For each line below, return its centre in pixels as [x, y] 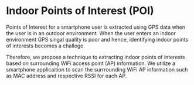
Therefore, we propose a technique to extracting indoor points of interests [96, 57]
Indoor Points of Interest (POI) [80, 11]
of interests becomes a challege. [45, 46]
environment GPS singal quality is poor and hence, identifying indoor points [97, 39]
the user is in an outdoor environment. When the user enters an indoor [91, 33]
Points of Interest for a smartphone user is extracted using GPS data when [96, 27]
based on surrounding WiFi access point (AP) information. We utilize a [91, 63]
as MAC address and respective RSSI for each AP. [67, 76]
